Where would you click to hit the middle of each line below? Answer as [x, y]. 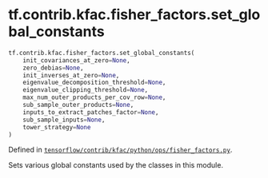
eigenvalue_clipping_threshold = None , [86, 90]
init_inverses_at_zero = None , [71, 75]
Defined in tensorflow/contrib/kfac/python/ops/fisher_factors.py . [120, 150]
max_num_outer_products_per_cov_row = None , [94, 97]
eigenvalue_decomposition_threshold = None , [94, 83]
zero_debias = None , [53, 68]
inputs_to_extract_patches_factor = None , [91, 112]
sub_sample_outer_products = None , [78, 105]
